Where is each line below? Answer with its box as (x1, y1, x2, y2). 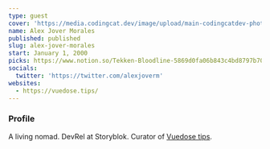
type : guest (8, 11, 48, 20)
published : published (8, 34, 81, 43)
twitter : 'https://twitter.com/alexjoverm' (15, 72, 163, 80)
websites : (8, 79, 42, 87)
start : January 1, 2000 (8, 49, 88, 57)
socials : (8, 64, 38, 72)
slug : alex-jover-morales (8, 42, 95, 50)
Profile (8, 114, 35, 125)
